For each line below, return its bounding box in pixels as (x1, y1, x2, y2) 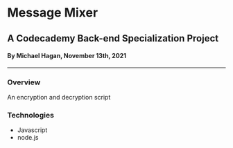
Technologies (7, 111, 54, 120)
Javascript (17, 126, 48, 134)
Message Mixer (7, 5, 98, 21)
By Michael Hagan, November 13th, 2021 (7, 52, 127, 60)
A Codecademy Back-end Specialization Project (7, 33, 219, 44)
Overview (7, 77, 41, 87)
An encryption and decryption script (7, 93, 111, 102)
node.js (17, 133, 40, 142)
